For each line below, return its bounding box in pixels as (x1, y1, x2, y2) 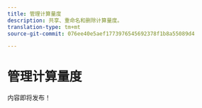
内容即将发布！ (7, 93, 51, 102)
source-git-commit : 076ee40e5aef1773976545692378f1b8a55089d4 (7, 30, 195, 37)
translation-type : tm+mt (7, 23, 81, 30)
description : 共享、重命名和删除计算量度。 (7, 17, 123, 24)
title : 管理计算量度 (7, 10, 62, 18)
